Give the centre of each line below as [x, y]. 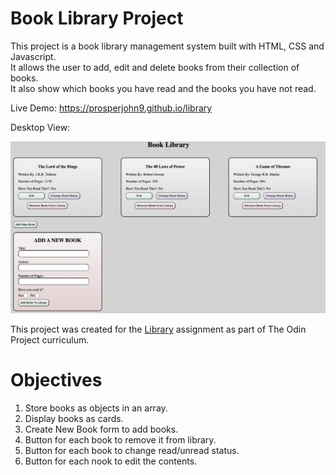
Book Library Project [97, 18]
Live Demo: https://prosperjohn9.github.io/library [111, 108]
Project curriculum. [50, 340]
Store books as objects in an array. [96, 408]
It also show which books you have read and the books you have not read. [163, 88]
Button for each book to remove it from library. [120, 440]
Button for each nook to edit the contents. [111, 461]
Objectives [56, 380]
